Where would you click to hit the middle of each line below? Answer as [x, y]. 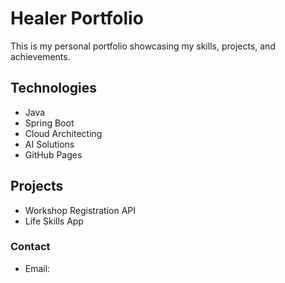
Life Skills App [54, 221]
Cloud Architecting [63, 133]
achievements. [40, 56]
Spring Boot [49, 123]
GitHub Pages [53, 154]
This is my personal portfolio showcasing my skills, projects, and [143, 46]
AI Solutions [49, 144]
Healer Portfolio [77, 18]
